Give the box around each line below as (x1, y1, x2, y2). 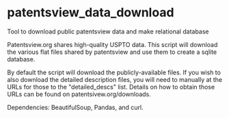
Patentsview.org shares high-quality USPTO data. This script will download (7, 40, 218, 48)
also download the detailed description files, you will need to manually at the (7, 75, 223, 83)
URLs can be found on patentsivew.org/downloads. (7, 90, 152, 98)
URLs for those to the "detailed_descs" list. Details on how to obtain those (7, 83, 215, 91)
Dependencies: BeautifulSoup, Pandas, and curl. (7, 103, 144, 111)
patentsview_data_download (7, 5, 174, 20)
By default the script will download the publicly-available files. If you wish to (7, 68, 221, 76)
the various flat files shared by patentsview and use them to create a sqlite (7, 48, 217, 56)
